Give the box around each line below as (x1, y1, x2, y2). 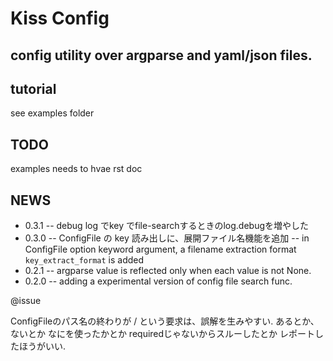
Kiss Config (10, 7, 110, 30)
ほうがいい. (18, 340, 67, 352)
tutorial (10, 80, 57, 97)
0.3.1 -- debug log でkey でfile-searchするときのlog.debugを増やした (24, 220, 310, 232)
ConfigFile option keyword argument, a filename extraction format (24, 243, 297, 256)
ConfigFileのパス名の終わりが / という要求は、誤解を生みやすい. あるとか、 (10, 315, 320, 327)
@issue (10, 295, 42, 307)
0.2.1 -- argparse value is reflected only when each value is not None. (24, 265, 312, 277)
